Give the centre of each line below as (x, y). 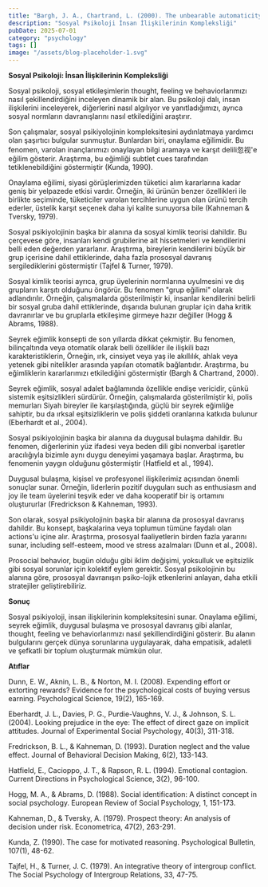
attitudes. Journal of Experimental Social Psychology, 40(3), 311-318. (121, 731)
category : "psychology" (48, 38)
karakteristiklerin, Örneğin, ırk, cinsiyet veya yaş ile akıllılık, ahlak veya (123, 356)
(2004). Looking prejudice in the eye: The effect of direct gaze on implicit (129, 722)
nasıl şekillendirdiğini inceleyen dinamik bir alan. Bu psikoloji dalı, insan (124, 99)
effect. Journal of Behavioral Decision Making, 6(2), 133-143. (108, 755)
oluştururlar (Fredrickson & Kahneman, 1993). (83, 504)
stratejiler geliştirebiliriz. (47, 586)
